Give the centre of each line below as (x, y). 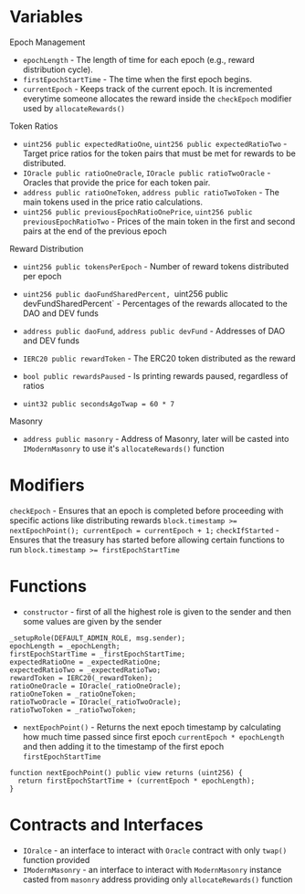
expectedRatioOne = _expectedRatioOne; (85, 662)
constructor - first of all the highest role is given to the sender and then (157, 611)
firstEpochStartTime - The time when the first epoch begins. (137, 79)
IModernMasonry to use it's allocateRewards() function (124, 448)
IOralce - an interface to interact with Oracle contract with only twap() (155, 850)
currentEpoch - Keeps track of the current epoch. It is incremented (147, 89)
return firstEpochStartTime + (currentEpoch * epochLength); (137, 781)
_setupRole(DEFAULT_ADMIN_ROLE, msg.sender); (97, 638)
